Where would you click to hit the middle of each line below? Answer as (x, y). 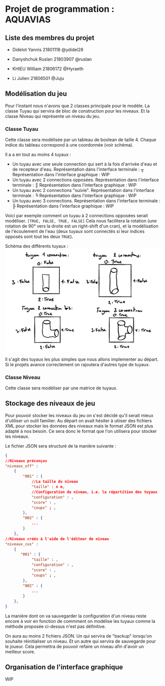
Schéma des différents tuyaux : (37, 246)
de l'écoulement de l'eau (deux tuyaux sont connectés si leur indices (75, 231)
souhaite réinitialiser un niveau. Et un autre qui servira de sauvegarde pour (81, 641)
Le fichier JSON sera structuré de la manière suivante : (61, 446)
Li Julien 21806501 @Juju (38, 78)
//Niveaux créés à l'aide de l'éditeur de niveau (57, 539)
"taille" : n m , (48, 487)
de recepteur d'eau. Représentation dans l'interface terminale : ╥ (78, 169)
